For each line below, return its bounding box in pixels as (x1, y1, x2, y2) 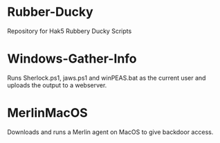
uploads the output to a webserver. (7, 80, 107, 89)
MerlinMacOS (7, 105, 88, 121)
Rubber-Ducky (7, 4, 93, 20)
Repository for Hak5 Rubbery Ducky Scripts (7, 27, 132, 35)
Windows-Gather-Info (7, 51, 137, 67)
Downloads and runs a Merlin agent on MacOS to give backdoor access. (7, 128, 214, 136)
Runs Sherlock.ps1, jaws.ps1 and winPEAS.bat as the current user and (7, 74, 206, 82)
